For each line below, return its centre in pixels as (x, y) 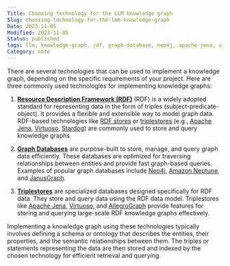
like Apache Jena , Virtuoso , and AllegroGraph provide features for (110, 206)
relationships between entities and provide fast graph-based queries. (115, 163)
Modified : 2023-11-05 (38, 33)
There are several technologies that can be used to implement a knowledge (114, 71)
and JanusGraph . (41, 178)
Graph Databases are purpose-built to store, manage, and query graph (117, 149)
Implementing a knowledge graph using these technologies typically (103, 226)
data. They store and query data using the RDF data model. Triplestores (118, 198)
